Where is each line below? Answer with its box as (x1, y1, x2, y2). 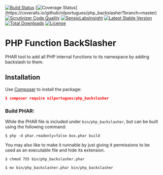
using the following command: (5, 123, 66, 130)
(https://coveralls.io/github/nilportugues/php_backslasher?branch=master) (5, 10, 157, 16)
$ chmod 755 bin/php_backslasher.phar (5, 156, 85, 162)
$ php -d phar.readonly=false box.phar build (5, 133, 100, 138)
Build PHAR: (5, 107, 35, 114)
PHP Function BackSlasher (5, 37, 117, 49)
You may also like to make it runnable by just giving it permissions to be (5, 142, 150, 147)
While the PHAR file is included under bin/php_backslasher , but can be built (5, 118, 159, 124)
